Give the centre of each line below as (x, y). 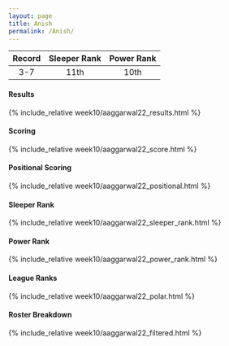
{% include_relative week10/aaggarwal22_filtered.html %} (105, 333)
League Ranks (33, 278)
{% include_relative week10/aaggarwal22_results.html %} (105, 112)
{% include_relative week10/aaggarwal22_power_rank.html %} (113, 259)
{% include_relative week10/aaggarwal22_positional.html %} (110, 186)
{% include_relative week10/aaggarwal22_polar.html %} (102, 296)
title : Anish (30, 24)
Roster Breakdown (40, 315)
